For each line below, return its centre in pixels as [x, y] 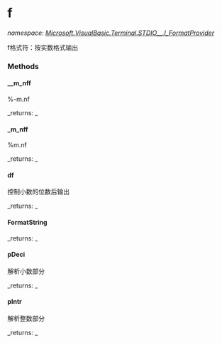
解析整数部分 [26, 319]
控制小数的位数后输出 [38, 192]
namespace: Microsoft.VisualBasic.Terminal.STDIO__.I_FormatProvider [111, 33]
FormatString [27, 223]
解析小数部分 [26, 271]
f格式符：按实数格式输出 [43, 47]
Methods [23, 66]
